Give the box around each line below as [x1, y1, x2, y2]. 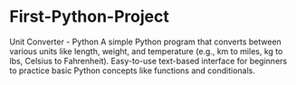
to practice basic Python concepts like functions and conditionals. [9, 65, 255, 76]
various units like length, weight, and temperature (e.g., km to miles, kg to [9, 45, 283, 56]
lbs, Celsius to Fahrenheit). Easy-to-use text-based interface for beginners [9, 55, 288, 66]
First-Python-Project [9, 6, 169, 27]
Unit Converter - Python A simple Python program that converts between [9, 36, 282, 47]
